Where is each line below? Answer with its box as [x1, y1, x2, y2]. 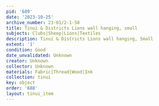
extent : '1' [6, 42, 35, 48]
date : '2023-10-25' [6, 14, 54, 20]
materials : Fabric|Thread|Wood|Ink [6, 69, 93, 75]
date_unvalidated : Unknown [6, 52, 72, 58]
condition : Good [6, 47, 46, 53]
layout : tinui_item [6, 91, 54, 97]
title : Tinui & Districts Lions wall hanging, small [6, 25, 138, 31]
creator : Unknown [6, 58, 49, 64]
